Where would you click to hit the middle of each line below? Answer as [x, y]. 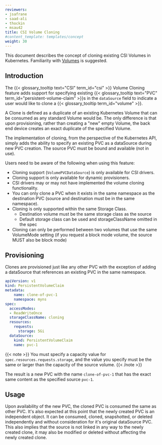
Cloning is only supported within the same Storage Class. [70, 209]
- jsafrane [16, 14]
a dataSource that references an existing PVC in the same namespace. [76, 272]
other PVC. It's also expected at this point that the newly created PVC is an [80, 412]
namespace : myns [30, 299]
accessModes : [23, 309]
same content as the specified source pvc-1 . [49, 379]
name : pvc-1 [26, 345]
